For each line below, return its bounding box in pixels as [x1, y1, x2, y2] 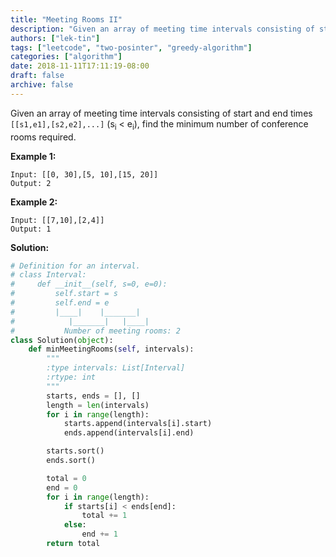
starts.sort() [46, 446, 105, 456]
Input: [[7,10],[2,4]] [10, 215, 105, 225]
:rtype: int [46, 372, 97, 383]
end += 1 [81, 529, 118, 540]
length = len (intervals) [46, 400, 150, 410]
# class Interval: [10, 270, 87, 280]
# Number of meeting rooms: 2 [10, 326, 182, 336]
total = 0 [46, 473, 87, 483]
